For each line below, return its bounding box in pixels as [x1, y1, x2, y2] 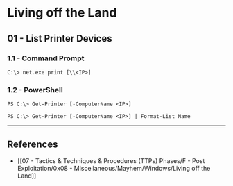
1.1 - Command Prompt [7, 53, 85, 63]
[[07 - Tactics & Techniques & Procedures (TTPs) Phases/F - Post [17, 156, 205, 164]
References [7, 138, 58, 150]
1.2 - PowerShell [7, 85, 64, 94]
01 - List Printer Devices [7, 33, 112, 44]
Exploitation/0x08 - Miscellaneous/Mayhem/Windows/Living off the [17, 164, 211, 172]
